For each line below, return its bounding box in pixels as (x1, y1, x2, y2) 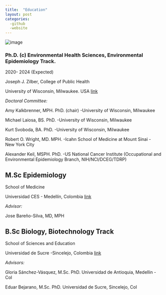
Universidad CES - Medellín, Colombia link (5, 194, 92, 200)
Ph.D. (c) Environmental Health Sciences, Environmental (5, 52, 143, 59)
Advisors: (5, 260, 25, 266)
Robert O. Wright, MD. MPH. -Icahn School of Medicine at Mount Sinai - (5, 136, 151, 142)
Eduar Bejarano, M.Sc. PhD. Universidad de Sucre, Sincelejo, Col (5, 284, 137, 290)
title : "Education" (5, 7, 48, 12)
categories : (5, 16, 30, 21)
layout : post (5, 12, 32, 17)
